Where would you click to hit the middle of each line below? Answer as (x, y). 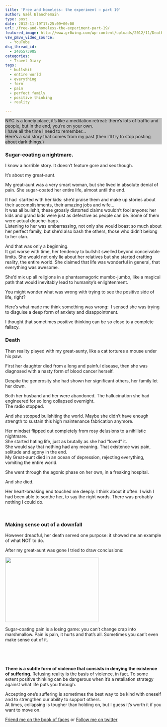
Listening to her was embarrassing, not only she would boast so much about (83, 226)
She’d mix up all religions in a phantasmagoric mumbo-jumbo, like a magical (83, 277)
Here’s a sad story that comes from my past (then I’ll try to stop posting (78, 137)
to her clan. (17, 237)
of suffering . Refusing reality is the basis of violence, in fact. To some (77, 674)
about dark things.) (25, 142)
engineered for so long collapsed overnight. (50, 401)
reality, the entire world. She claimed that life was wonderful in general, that (83, 262)
